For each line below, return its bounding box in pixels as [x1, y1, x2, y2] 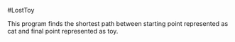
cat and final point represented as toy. [7, 27, 119, 35]
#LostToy [7, 6, 35, 14]
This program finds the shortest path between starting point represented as [7, 20, 229, 27]
